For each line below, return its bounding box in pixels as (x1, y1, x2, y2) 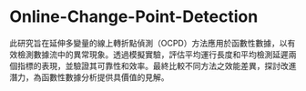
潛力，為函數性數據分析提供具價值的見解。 (9, 71, 169, 83)
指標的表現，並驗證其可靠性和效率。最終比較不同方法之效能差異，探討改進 (16, 60, 297, 71)
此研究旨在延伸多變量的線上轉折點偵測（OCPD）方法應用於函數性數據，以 (9, 37, 288, 48)
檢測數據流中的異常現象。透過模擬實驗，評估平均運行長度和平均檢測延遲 (16, 48, 289, 60)
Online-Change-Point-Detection (9, 6, 259, 27)
